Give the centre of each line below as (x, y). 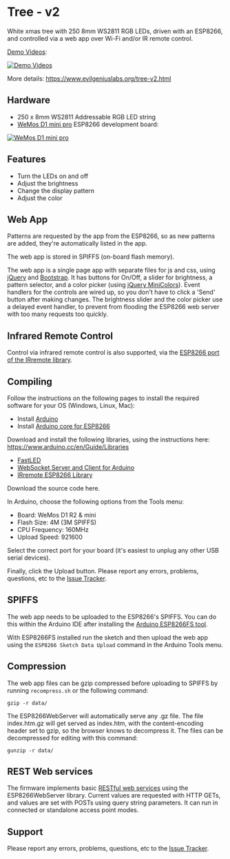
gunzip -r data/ (30, 750)
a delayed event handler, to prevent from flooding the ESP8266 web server (113, 307)
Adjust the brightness (48, 183)
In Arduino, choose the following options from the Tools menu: (95, 502)
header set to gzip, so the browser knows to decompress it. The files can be (115, 730)
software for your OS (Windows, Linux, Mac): (71, 405)
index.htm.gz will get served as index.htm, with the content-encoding (105, 723)
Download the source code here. (54, 488)
